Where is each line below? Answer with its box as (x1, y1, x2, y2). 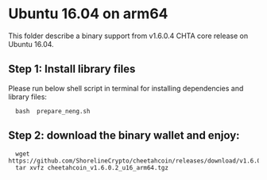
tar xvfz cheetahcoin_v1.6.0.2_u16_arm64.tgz (15, 163, 169, 171)
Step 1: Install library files (8, 63, 136, 76)
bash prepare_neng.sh (15, 107, 91, 115)
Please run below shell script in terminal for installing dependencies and (8, 83, 244, 93)
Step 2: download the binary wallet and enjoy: (8, 128, 240, 143)
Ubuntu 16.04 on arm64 (8, 5, 168, 23)
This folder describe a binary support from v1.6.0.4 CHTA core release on (8, 31, 249, 40)
